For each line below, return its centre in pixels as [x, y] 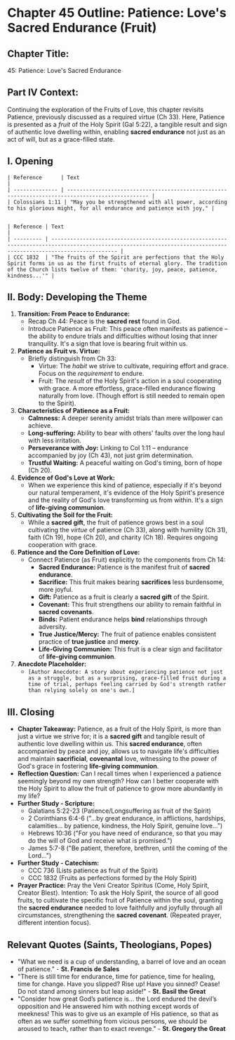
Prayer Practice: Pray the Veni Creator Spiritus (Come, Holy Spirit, [113, 886]
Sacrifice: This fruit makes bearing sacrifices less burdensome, [131, 582]
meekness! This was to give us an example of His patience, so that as [118, 1014]
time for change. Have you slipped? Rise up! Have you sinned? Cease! [119, 984]
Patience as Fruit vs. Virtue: [59, 351]
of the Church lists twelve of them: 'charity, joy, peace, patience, [113, 269]
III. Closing [31, 712]
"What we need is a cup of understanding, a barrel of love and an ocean [122, 961]
